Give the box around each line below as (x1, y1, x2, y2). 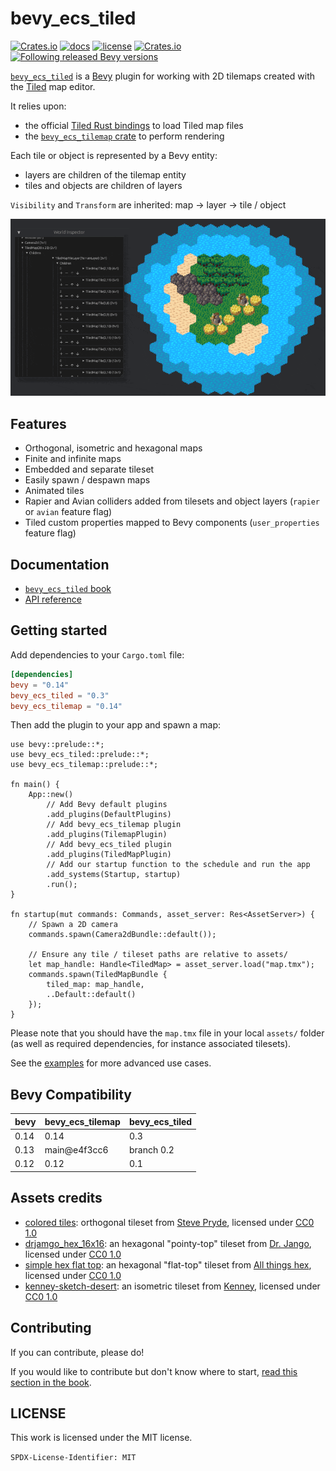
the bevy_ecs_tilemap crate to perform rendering (24, 130, 225, 142)
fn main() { (10, 780, 60, 790)
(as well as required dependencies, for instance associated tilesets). (10, 1038, 292, 1050)
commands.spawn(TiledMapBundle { (28, 970, 168, 980)
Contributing (10, 1320, 92, 1337)
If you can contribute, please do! (10, 1346, 145, 1358)
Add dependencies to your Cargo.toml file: (10, 648, 185, 661)
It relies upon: (10, 100, 67, 112)
